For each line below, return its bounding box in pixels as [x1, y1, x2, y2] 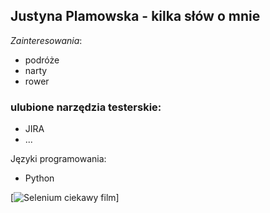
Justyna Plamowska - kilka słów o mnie [10, 8, 261, 25]
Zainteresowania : [10, 34, 83, 46]
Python [24, 172, 55, 184]
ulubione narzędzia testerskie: [10, 100, 162, 114]
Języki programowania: [10, 153, 107, 165]
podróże [24, 54, 60, 66]
